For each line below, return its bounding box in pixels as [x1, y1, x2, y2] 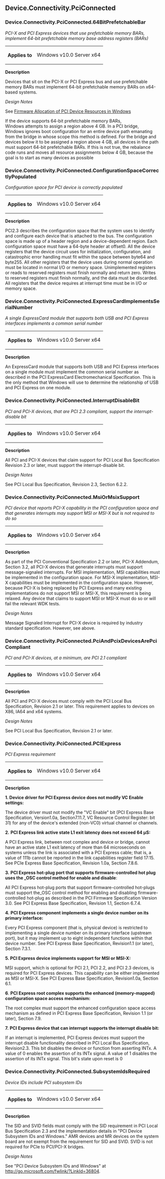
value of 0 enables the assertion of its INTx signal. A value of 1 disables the [5, 1050, 157, 1056]
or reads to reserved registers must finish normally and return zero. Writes [5, 270, 156, 275]
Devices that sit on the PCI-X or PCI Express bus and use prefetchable [5, 79, 148, 85]
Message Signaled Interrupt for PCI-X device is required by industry [5, 620, 143, 626]
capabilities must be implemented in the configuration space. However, [9, 580, 154, 586]
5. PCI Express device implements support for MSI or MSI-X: [5, 955, 131, 961]
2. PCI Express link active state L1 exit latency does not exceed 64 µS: [5, 829, 151, 835]
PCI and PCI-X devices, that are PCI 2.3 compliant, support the [5, 408, 133, 414]
